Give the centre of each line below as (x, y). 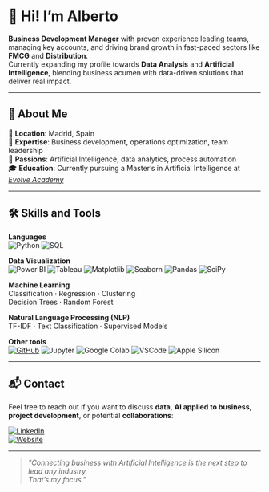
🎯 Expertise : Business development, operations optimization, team (118, 142)
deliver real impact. (40, 81)
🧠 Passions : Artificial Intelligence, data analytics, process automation (122, 159)
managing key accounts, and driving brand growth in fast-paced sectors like (134, 47)
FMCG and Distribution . (48, 55)
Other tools (27, 341)
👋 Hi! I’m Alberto (63, 16)
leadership (26, 150)
